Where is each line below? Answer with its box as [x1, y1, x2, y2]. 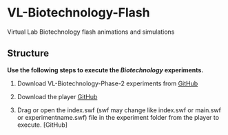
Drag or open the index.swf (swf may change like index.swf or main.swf [17, 105, 222, 114]
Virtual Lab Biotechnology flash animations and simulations [7, 28, 175, 36]
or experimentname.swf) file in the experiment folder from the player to [17, 113, 219, 121]
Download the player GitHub [17, 92, 98, 101]
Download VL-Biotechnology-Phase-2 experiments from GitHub [17, 79, 198, 87]
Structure [7, 48, 50, 59]
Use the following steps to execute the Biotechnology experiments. [7, 65, 204, 74]
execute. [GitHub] [17, 121, 68, 129]
